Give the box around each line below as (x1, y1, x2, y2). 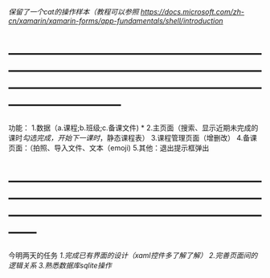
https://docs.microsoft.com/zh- (140, 7, 245, 16)
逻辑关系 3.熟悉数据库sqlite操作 (8, 260, 112, 270)
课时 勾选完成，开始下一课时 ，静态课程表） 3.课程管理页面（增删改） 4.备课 (8, 133, 257, 142)
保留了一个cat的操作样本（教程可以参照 (8, 7, 139, 16)
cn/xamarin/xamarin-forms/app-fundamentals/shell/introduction (8, 16, 223, 26)
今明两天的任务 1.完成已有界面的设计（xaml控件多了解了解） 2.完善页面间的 (8, 250, 258, 260)
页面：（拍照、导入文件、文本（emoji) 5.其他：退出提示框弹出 (8, 143, 210, 153)
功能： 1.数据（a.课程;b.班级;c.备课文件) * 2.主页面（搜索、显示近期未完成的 (8, 123, 259, 133)
